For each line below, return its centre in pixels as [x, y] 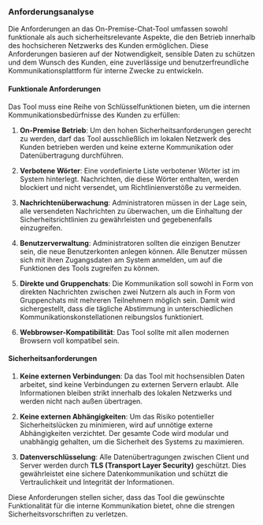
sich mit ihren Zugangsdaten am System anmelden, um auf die [121, 259]
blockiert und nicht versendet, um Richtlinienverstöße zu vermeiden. [130, 187]
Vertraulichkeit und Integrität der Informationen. [97, 482]
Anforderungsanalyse [51, 12]
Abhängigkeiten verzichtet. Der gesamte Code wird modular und [124, 433]
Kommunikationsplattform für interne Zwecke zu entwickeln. [106, 71]
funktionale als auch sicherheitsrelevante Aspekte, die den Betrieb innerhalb [132, 37]
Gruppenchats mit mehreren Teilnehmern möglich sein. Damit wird [127, 300]
